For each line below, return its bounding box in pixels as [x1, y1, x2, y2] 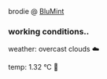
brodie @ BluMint [8, 7, 65, 16]
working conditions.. [8, 26, 90, 37]
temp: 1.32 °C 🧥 [8, 63, 59, 72]
